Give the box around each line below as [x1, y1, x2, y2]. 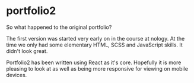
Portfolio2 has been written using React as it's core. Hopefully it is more [6, 59, 182, 66]
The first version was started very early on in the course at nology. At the [6, 35, 185, 42]
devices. [6, 71, 27, 78]
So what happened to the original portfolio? [6, 24, 112, 31]
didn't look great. [6, 47, 48, 54]
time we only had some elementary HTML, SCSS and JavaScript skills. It [6, 41, 183, 48]
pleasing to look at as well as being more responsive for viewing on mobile [6, 65, 189, 72]
